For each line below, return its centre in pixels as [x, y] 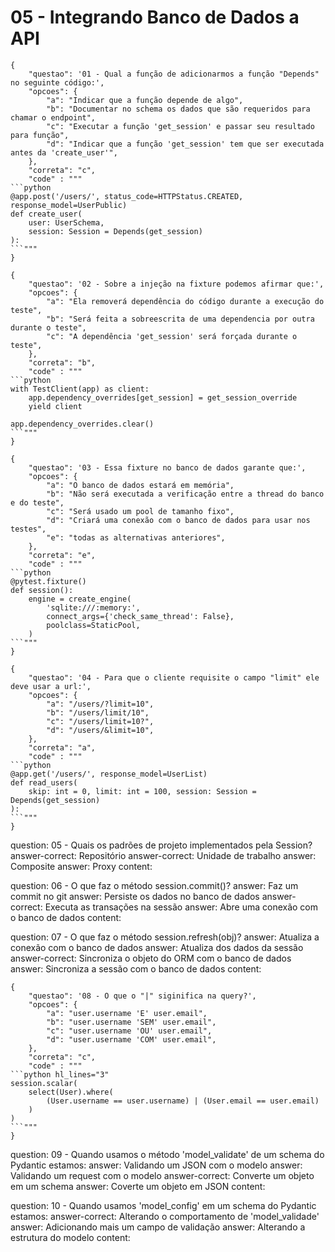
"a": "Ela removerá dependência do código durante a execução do [185, 301]
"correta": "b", [62, 362]
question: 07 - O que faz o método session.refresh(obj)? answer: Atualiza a [165, 937]
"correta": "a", [62, 747]
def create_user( [46, 214]
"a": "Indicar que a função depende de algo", [145, 100]
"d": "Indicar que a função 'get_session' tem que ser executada [185, 144]
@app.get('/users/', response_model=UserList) [109, 774]
